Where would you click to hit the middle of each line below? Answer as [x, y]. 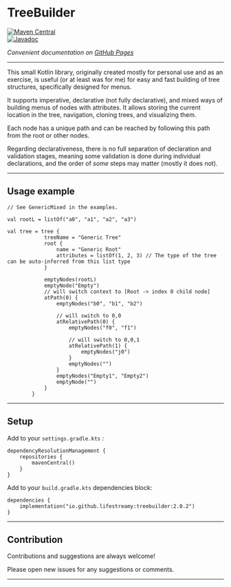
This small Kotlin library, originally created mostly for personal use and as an [115, 72]
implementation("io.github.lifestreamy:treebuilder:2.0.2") [107, 506]
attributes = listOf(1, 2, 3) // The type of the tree [136, 255]
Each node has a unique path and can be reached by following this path [109, 128]
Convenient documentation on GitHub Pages [70, 52]
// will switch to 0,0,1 [104, 340]
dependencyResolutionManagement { [57, 451]
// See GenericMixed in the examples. [63, 207]
